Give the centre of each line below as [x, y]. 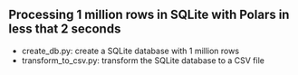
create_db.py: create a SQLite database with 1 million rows [130, 51]
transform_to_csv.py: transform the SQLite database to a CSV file [143, 60]
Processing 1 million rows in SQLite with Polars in [149, 15]
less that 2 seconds [65, 29]
